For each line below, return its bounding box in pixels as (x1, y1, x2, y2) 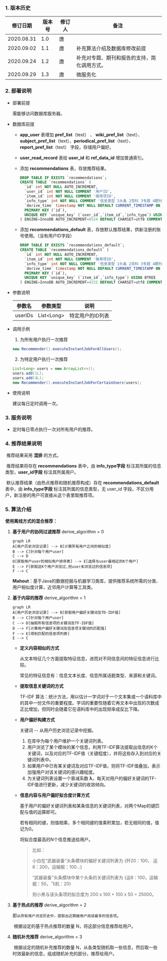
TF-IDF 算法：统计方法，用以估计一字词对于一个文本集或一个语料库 (19, 694, 158, 700)
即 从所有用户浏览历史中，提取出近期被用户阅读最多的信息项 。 (12, 913, 121, 919)
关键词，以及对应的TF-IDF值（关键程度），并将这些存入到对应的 (27, 750, 158, 756)
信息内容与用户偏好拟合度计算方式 (19, 792, 90, 798)
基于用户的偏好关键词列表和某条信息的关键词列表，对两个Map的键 (19, 803, 156, 809)
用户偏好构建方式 (19, 717, 55, 723)
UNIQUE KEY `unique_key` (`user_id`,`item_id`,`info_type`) (24, 212, 152, 218)
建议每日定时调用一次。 (12, 400, 61, 406)
